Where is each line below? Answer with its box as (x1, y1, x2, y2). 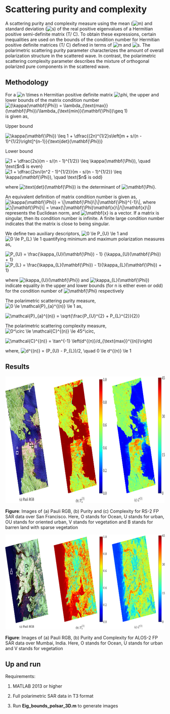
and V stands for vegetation (5, 645, 63, 651)
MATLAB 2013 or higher (12, 683, 62, 689)
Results (5, 363, 30, 371)
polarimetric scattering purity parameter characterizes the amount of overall (5, 47, 164, 53)
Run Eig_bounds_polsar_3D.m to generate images (12, 703, 118, 709)
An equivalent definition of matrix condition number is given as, (5, 194, 138, 200)
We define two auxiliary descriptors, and (5, 230, 128, 236)
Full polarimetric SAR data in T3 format (12, 693, 94, 699)
